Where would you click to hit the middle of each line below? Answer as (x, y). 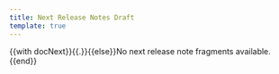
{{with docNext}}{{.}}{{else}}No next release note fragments (121, 51)
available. (253, 51)
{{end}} (23, 61)
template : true (38, 26)
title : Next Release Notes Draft (72, 17)
